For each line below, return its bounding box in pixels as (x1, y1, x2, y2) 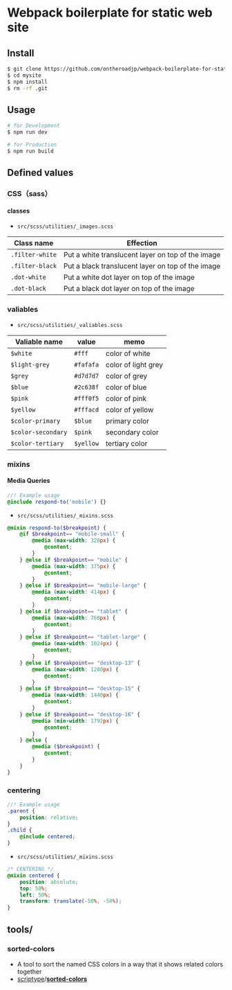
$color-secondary (10, 428, 68, 436)
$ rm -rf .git (7, 85, 48, 91)
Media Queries (7, 477, 50, 485)
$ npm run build (7, 148, 54, 154)
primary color (106, 416, 150, 425)
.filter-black (10, 262, 57, 270)
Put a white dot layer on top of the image (63, 272, 195, 282)
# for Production (7, 141, 57, 148)
